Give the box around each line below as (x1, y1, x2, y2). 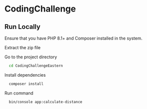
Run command (4, 90, 34, 96)
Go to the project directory (4, 54, 57, 60)
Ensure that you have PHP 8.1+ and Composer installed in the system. (4, 35, 143, 41)
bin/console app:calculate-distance (9, 99, 82, 104)
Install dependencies (4, 72, 46, 78)
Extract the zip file (4, 45, 41, 50)
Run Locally (4, 23, 40, 31)
